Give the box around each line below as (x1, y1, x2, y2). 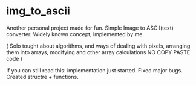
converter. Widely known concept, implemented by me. (6, 30, 144, 37)
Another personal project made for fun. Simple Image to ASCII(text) (6, 24, 174, 31)
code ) (6, 55, 23, 62)
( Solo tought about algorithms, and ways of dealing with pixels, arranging (6, 42, 191, 49)
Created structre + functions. (6, 73, 79, 80)
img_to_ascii (6, 4, 71, 18)
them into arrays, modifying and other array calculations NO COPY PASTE (6, 48, 191, 55)
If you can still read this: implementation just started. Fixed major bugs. (6, 66, 183, 74)
